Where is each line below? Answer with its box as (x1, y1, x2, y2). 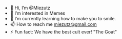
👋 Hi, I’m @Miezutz (10, 5, 50, 11)
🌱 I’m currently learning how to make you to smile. (10, 16, 116, 21)
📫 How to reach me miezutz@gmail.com (10, 21, 97, 27)
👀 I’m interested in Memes (10, 10, 66, 16)
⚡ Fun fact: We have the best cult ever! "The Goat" (10, 29, 117, 35)
